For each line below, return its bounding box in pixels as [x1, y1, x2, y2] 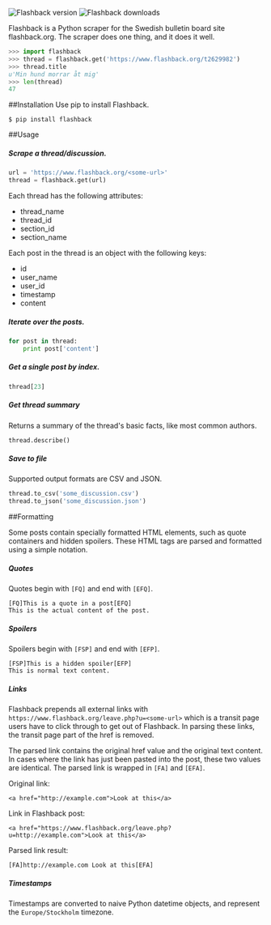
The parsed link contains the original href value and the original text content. [8, 746, 263, 755]
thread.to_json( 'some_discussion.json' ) [8, 497, 147, 505]
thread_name [19, 207, 65, 216]
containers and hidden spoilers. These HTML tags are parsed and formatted [8, 536, 262, 546]
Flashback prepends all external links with [8, 705, 148, 714]
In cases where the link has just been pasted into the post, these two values [8, 754, 261, 764]
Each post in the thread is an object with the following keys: [8, 248, 207, 258]
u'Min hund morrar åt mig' [8, 70, 100, 79]
